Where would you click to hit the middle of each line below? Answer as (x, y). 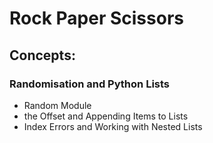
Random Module (57, 105)
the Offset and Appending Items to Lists (106, 116)
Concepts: (42, 55)
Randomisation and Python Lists (90, 84)
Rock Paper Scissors (96, 18)
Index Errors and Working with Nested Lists (113, 126)
